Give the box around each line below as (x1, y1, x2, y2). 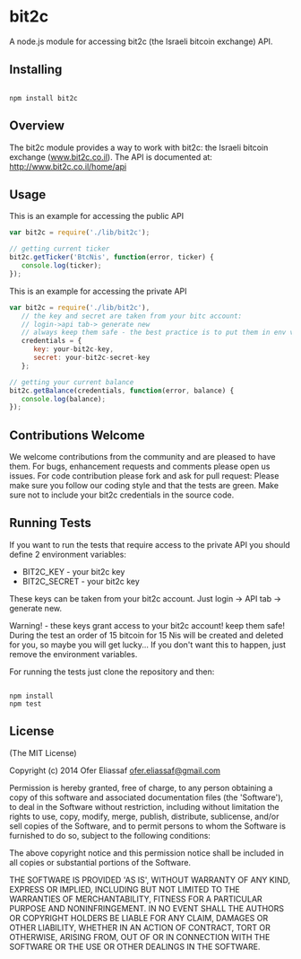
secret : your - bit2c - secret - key (32, 353, 150, 362)
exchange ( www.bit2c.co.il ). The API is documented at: (9, 151, 213, 163)
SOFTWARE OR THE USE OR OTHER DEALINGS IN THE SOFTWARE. (9, 941, 261, 952)
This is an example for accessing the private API (9, 286, 187, 296)
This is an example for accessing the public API (9, 211, 185, 222)
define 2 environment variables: (9, 549, 127, 559)
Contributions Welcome (9, 427, 145, 443)
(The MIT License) (9, 747, 78, 758)
